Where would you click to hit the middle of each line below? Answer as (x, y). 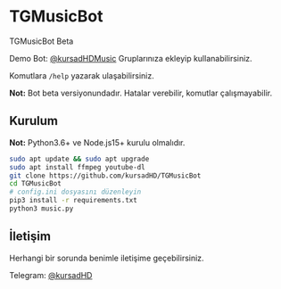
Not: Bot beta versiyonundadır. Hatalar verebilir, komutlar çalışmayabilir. (141, 93)
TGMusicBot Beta (41, 41)
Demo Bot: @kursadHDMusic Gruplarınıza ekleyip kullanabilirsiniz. (131, 58)
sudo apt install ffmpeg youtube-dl (77, 167)
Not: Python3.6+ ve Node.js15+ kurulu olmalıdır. (97, 142)
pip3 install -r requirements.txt (74, 201)
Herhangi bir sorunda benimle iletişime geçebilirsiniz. (107, 258)
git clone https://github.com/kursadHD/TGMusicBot (105, 176)
